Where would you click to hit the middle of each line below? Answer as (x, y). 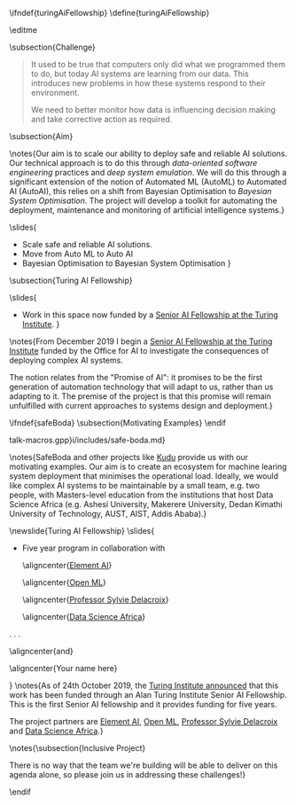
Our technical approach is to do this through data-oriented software (133, 163)
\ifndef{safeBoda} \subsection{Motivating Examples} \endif (118, 423)
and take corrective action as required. (101, 119)
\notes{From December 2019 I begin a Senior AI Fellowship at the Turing (141, 341)
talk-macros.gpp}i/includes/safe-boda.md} (87, 440)
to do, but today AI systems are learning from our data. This (140, 74)
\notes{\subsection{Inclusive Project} (78, 748)
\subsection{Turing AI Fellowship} (71, 280)
